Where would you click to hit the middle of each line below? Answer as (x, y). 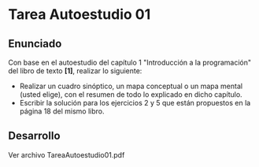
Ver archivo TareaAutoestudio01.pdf (67, 154)
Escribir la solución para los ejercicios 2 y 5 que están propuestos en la (135, 103)
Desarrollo (34, 136)
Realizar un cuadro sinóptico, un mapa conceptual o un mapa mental (131, 86)
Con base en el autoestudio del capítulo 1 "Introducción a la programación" (130, 62)
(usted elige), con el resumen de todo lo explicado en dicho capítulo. (131, 95)
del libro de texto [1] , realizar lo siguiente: (75, 71)
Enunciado (35, 44)
